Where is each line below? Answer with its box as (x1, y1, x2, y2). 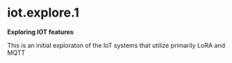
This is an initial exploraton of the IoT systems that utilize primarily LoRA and (7, 41, 226, 49)
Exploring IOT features (7, 28, 74, 36)
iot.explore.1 (7, 5, 80, 21)
